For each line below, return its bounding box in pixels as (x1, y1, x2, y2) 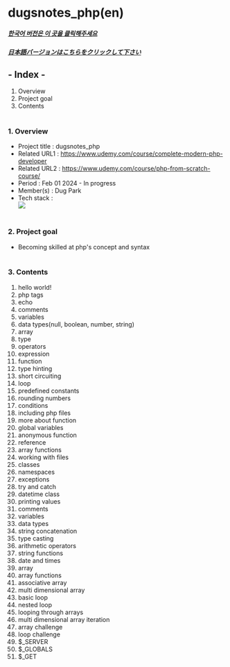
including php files (17, 409, 71, 417)
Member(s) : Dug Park (17, 186, 82, 195)
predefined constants (17, 386, 80, 395)
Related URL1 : (17, 149, 60, 158)
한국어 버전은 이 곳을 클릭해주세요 (8, 29, 98, 38)
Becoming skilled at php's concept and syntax (17, 242, 150, 251)
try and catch (17, 482, 57, 491)
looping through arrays (17, 608, 84, 616)
